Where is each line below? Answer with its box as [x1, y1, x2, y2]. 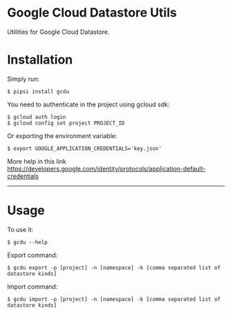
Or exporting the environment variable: [7, 131, 117, 140]
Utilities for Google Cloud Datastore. [7, 28, 110, 36]
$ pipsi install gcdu [7, 88, 70, 95]
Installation [7, 52, 73, 68]
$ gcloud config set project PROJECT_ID [7, 120, 126, 126]
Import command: [7, 282, 58, 291]
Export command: [7, 251, 58, 259]
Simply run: [7, 75, 40, 83]
